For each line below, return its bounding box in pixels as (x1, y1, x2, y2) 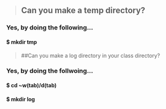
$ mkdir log (6, 95, 35, 102)
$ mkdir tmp (6, 38, 37, 45)
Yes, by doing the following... (6, 23, 93, 32)
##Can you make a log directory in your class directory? (20, 52, 161, 59)
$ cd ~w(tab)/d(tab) (6, 82, 57, 89)
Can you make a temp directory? (20, 5, 146, 16)
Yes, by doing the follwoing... (6, 67, 93, 75)
